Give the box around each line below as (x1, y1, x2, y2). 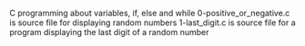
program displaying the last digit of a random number (9, 27, 209, 37)
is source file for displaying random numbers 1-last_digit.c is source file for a (9, 17, 296, 28)
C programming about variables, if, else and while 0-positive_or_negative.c (9, 8, 290, 18)
